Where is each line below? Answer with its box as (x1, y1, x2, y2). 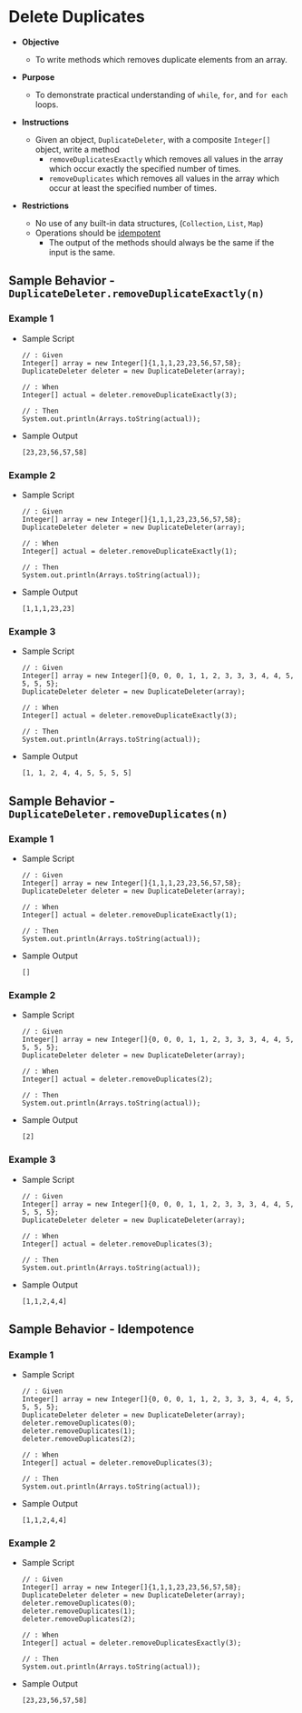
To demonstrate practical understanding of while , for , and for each (34, 89, 288, 100)
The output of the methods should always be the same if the (48, 236, 275, 247)
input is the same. (48, 246, 115, 257)
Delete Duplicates (8, 6, 146, 27)
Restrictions (21, 200, 69, 211)
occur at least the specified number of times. (48, 182, 217, 193)
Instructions (21, 116, 70, 127)
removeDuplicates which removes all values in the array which (48, 173, 280, 184)
